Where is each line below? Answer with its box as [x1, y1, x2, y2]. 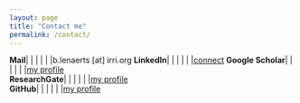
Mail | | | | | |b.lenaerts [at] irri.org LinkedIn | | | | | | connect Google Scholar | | [9, 55, 294, 66]
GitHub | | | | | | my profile [9, 83, 101, 95]
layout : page [9, 13, 59, 23]
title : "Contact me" [9, 22, 88, 31]
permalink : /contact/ [9, 30, 91, 39]
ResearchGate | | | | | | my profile [9, 74, 128, 85]
